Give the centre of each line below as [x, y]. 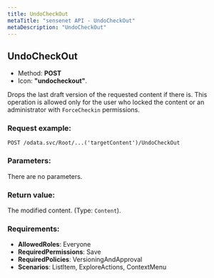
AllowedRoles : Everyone [54, 244]
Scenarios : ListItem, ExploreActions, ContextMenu [92, 267]
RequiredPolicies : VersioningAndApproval [80, 259]
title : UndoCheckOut [38, 14]
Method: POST [40, 73]
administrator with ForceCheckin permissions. [74, 110]
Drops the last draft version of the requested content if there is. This [107, 95]
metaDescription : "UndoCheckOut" [57, 27]
